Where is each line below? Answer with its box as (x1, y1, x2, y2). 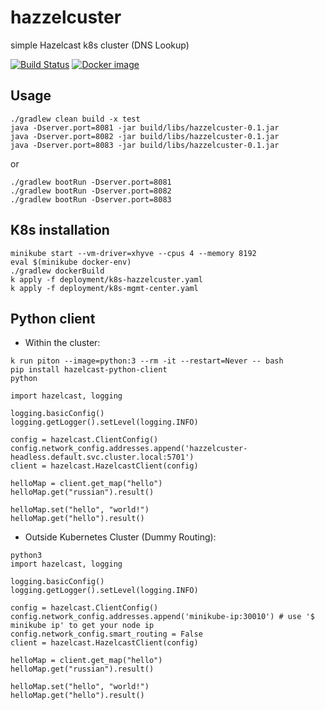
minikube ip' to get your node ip (10, 621, 155, 631)
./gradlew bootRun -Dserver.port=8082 (10, 186, 172, 196)
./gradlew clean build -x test (10, 114, 141, 124)
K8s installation (10, 222, 110, 239)
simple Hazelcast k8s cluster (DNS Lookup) (10, 39, 190, 51)
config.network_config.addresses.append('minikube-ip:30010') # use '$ (10, 612, 315, 622)
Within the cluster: (24, 337, 101, 349)
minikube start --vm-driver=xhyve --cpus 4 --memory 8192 (10, 248, 257, 258)
